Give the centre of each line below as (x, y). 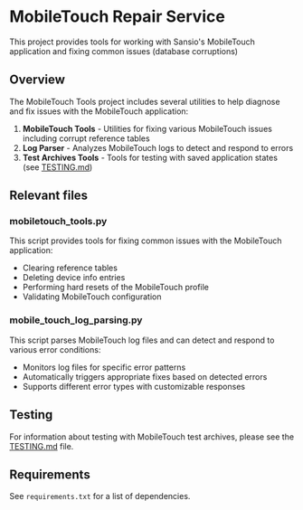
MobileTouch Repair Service (118, 17)
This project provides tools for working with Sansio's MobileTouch (133, 42)
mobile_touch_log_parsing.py (76, 320)
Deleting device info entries (74, 278)
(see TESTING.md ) (57, 167)
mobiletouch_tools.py (58, 222)
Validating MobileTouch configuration (92, 297)
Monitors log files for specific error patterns (104, 367)
